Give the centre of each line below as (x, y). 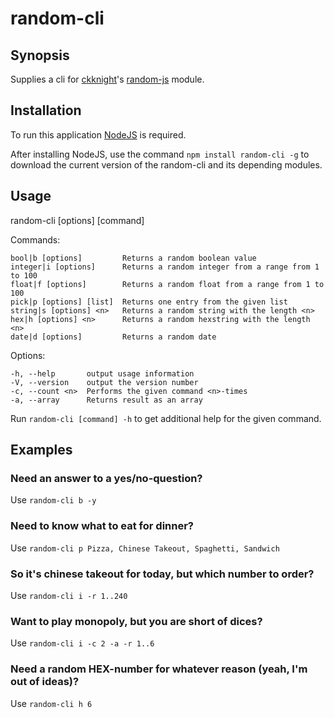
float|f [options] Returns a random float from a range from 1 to (167, 284)
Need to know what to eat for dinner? (102, 526)
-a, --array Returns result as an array (106, 400)
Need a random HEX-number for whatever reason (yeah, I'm (159, 669)
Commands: (35, 239)
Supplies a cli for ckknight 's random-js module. (107, 79)
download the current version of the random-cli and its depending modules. (166, 164)
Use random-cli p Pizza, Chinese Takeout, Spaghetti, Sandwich (145, 548)
